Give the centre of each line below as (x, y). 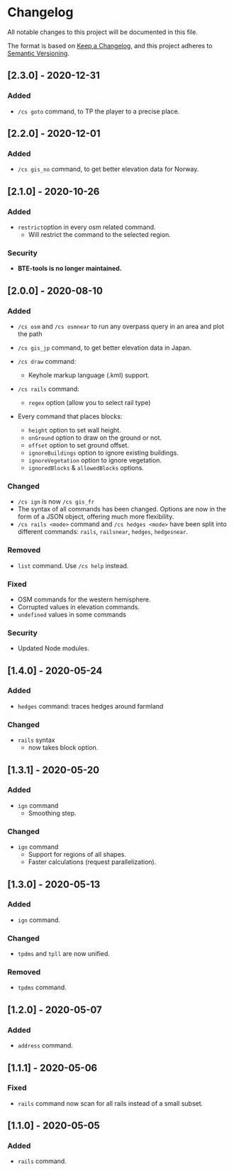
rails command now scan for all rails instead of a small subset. (110, 1103)
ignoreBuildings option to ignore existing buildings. (103, 453)
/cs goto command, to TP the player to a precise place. (99, 111)
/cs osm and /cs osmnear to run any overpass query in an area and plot (121, 326)
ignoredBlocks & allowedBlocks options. (86, 467)
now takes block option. (63, 748)
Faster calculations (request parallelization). (92, 862)
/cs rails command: (48, 389)
